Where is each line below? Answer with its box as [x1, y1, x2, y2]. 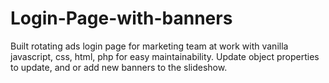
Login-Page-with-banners [10, 7, 233, 30]
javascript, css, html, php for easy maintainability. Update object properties [10, 50, 320, 62]
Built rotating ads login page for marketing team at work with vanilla [10, 40, 289, 52]
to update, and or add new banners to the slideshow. [10, 61, 228, 73]
